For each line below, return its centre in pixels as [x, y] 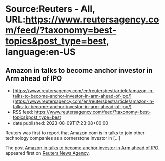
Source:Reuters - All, [50, 9]
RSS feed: [23, 112]
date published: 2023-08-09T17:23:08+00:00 [60, 123]
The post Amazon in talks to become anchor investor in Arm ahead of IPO [82, 148]
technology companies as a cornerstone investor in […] [63, 138]
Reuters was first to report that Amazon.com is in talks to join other [75, 133]
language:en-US [40, 52]
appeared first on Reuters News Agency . [48, 153]
